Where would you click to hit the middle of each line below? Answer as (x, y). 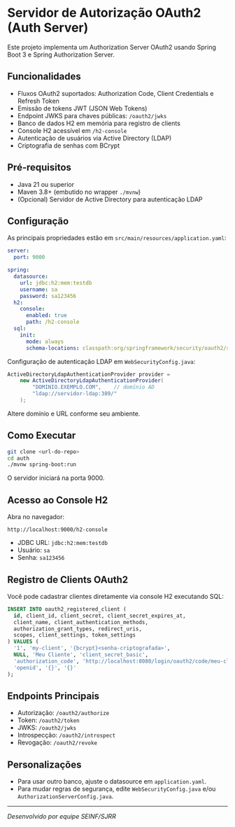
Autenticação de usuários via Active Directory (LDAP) (94, 138)
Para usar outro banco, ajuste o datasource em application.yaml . (112, 782)
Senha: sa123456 (41, 558)
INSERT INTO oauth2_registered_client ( (67, 609)
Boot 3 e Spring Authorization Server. (61, 55)
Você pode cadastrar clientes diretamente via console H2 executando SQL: (115, 596)
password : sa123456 (48, 296)
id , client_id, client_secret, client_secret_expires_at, (100, 616)
